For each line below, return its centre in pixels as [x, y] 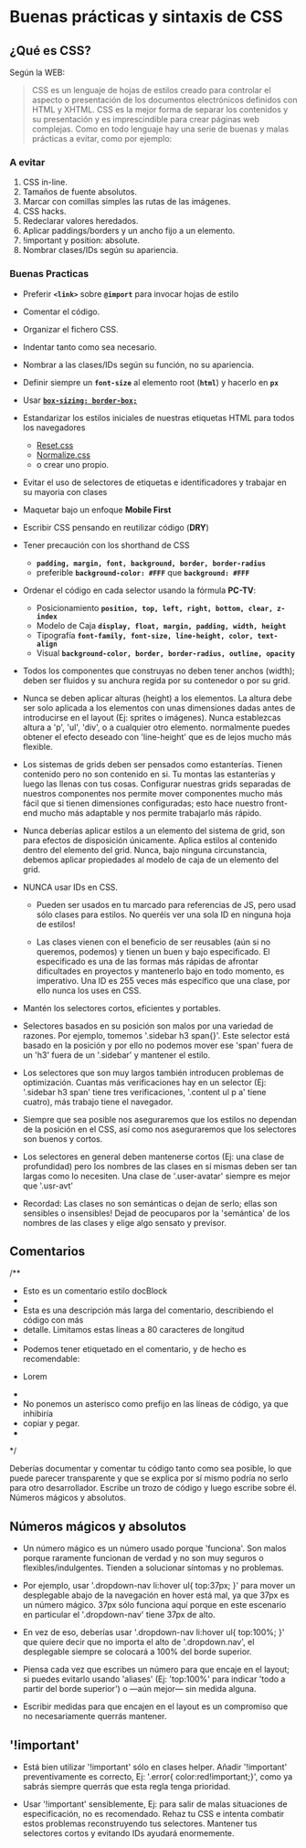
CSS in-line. [45, 182]
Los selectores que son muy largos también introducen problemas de [153, 1072]
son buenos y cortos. [63, 1138]
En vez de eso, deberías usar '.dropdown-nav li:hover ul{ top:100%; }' [153, 1632]
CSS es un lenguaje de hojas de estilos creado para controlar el [151, 90]
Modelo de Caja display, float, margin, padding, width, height [161, 625]
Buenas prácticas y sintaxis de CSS [146, 17]
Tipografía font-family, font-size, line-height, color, [145, 635]
